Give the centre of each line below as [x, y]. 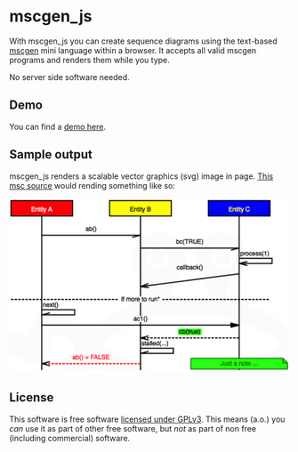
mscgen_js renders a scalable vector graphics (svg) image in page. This [141, 176]
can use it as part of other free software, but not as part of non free [133, 428]
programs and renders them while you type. [90, 60]
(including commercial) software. [70, 438]
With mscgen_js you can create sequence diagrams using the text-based [143, 41]
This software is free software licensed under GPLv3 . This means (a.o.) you [147, 419]
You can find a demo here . [58, 126]
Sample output [51, 154]
